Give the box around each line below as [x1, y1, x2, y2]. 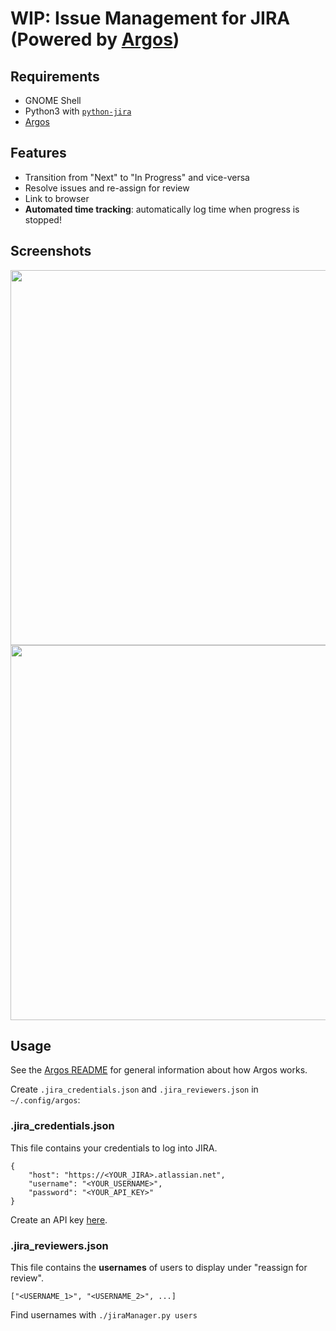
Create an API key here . [10, 1213, 108, 1226]
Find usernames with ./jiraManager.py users [10, 1309, 198, 1321]
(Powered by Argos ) [10, 28, 180, 51]
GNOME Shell [24, 95, 82, 106]
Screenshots [10, 243, 92, 260]
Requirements [10, 68, 100, 85]
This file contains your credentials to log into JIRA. [10, 1142, 218, 1154]
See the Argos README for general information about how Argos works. [10, 1064, 308, 1076]
